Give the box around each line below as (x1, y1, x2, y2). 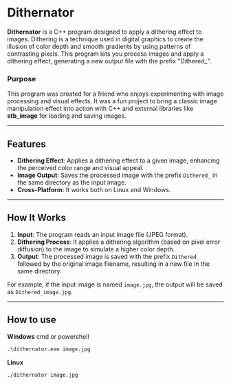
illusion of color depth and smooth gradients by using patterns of (7, 42, 191, 50)
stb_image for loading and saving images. (7, 112, 126, 120)
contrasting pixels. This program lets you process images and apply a (7, 50, 204, 58)
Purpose (7, 74, 36, 83)
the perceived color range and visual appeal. (16, 164, 144, 172)
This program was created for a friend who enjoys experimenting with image (7, 90, 224, 98)
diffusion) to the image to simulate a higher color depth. (16, 244, 175, 253)
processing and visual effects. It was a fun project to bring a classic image (7, 97, 218, 105)
